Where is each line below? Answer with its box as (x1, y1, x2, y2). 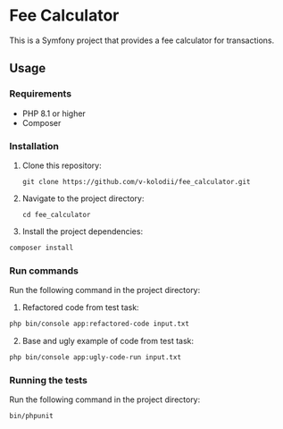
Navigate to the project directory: (21, 193, 145, 204)
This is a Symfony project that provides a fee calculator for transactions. (9, 35, 275, 46)
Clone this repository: (21, 160, 102, 171)
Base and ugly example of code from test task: (21, 335, 195, 346)
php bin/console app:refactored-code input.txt (9, 319, 190, 329)
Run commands (9, 265, 79, 277)
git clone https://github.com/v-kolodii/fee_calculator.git (21, 177, 251, 186)
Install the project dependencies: (21, 225, 144, 237)
